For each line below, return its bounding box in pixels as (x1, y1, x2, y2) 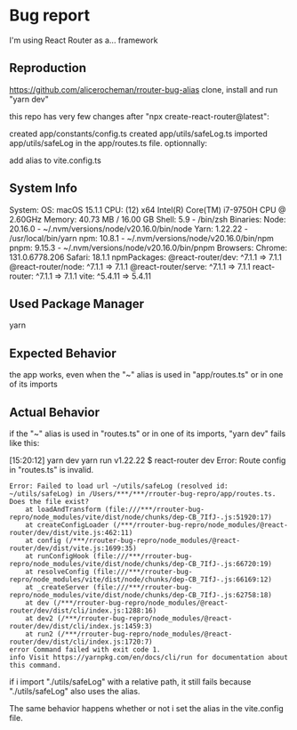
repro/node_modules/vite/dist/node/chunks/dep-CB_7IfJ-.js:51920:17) (9, 513, 273, 522)
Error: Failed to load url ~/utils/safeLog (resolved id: (9, 482, 229, 491)
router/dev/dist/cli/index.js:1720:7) (9, 637, 153, 646)
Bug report (9, 5, 91, 26)
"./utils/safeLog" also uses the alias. (9, 686, 140, 696)
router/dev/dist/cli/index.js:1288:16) (9, 606, 157, 615)
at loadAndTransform (25, 505, 101, 514)
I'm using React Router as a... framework (9, 35, 158, 45)
